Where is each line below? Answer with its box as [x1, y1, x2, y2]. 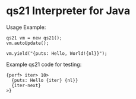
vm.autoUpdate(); [6, 40, 49, 46]
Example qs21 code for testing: [6, 61, 82, 68]
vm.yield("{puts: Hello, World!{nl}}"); [6, 50, 108, 57]
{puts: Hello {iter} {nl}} [11, 77, 78, 83]
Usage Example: [6, 24, 46, 31]
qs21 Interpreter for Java [6, 4, 131, 18]
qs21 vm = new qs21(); [6, 35, 62, 41]
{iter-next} [11, 82, 42, 88]
